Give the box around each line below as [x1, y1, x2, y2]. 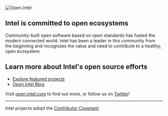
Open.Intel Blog [12, 81, 45, 87]
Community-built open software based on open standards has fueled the [5, 32, 155, 38]
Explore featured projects [12, 76, 65, 82]
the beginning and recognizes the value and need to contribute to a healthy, [5, 43, 161, 49]
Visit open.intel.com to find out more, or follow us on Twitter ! [5, 91, 130, 97]
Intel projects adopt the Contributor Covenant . [5, 105, 100, 111]
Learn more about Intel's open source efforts [5, 63, 147, 71]
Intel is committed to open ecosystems [5, 19, 128, 27]
